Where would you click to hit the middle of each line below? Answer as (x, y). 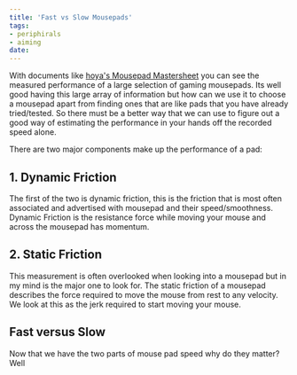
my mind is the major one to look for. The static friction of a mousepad (137, 285)
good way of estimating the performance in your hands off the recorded (141, 123)
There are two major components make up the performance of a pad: (136, 149)
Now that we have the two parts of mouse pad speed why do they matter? (145, 353)
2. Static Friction (55, 255)
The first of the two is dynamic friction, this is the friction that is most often (145, 198)
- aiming (25, 42)
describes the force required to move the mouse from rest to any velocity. (144, 294)
